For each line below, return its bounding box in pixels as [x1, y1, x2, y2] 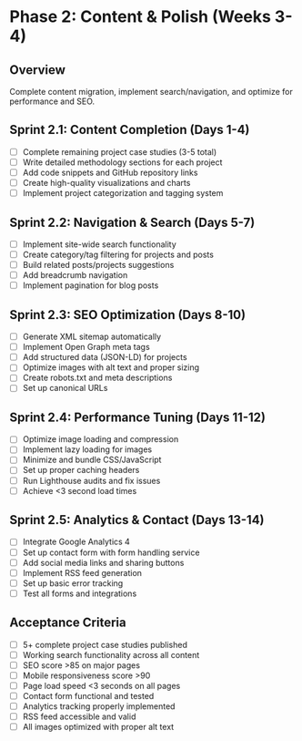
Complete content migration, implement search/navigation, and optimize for [9, 87, 294, 97]
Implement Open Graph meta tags [22, 342, 150, 353]
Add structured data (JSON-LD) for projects [22, 352, 188, 363]
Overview [9, 62, 66, 77]
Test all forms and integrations [22, 588, 137, 599]
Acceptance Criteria [9, 615, 126, 631]
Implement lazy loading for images [22, 444, 153, 455]
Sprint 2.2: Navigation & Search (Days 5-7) [9, 214, 256, 230]
